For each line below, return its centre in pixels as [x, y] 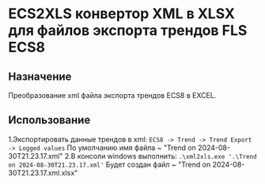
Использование [49, 120]
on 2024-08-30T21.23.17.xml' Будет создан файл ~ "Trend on [110, 164]
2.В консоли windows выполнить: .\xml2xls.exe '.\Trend [161, 156]
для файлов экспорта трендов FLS [128, 30]
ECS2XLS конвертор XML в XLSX [122, 14]
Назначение [40, 76]
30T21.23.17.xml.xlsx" [43, 173]
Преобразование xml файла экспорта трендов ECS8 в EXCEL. [112, 95]
